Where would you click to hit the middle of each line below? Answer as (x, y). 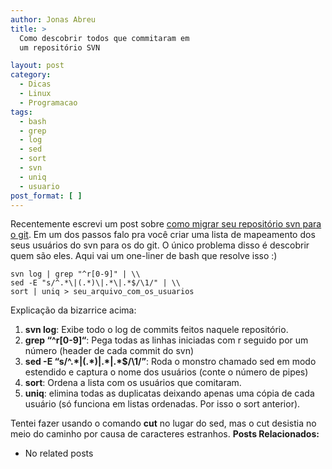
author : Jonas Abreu (53, 19)
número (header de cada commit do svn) (109, 351)
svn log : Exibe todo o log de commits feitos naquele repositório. (156, 330)
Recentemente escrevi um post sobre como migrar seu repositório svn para (166, 224)
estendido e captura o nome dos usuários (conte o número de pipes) (166, 372)
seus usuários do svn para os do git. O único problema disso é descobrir (160, 245)
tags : (21, 112)
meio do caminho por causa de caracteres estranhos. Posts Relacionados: (165, 434)
